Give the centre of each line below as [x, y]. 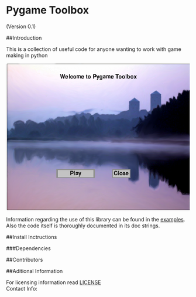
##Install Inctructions [32, 237]
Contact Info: [22, 288]
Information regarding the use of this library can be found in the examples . [96, 219]
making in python [27, 55]
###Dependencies [28, 248]
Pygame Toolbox [48, 10]
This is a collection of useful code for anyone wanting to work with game [94, 49]
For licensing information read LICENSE [54, 282]
